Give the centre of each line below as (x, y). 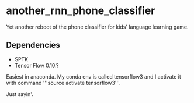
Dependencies (33, 45)
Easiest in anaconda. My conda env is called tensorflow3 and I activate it (93, 76)
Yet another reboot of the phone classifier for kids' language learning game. (97, 27)
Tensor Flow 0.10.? (37, 65)
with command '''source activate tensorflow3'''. (63, 83)
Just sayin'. (20, 94)
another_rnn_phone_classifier (81, 11)
